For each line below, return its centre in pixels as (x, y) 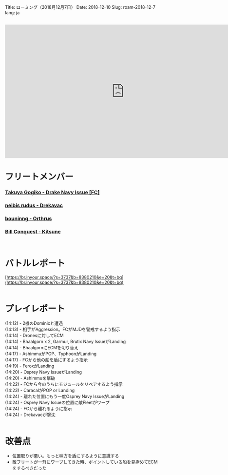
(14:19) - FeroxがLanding (30, 366)
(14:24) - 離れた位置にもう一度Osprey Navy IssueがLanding (65, 396)
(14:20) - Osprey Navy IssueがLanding (43, 372)
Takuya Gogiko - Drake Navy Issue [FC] (52, 193)
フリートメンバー (39, 177)
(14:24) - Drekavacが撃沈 (30, 415)
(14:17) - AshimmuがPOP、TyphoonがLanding (51, 354)
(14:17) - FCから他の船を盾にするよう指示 (47, 360)
